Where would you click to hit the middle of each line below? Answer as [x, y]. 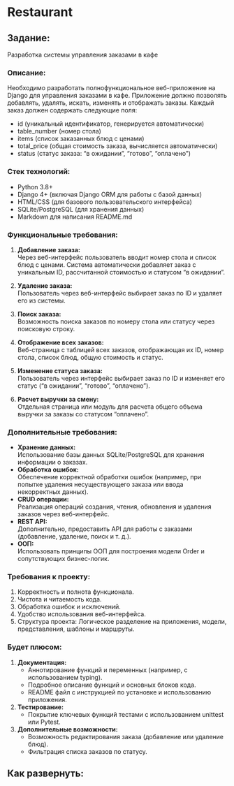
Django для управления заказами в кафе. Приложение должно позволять [117, 96]
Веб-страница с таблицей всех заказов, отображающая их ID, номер [120, 349]
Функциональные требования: [63, 235]
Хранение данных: [46, 447]
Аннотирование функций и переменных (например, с [108, 670]
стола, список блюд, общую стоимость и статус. [90, 357]
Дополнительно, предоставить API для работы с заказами [105, 529]
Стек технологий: [39, 172]
